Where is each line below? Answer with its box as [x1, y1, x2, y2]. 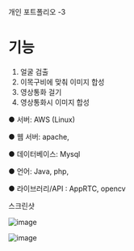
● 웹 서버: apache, [8, 132, 70, 141]
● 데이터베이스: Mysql [8, 149, 81, 158]
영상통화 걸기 [19, 87, 62, 97]
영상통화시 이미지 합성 [19, 97, 90, 107]
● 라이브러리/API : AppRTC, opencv [8, 184, 127, 193]
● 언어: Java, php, [8, 166, 69, 176]
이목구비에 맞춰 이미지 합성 [19, 76, 105, 87]
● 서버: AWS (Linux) [8, 115, 75, 124]
